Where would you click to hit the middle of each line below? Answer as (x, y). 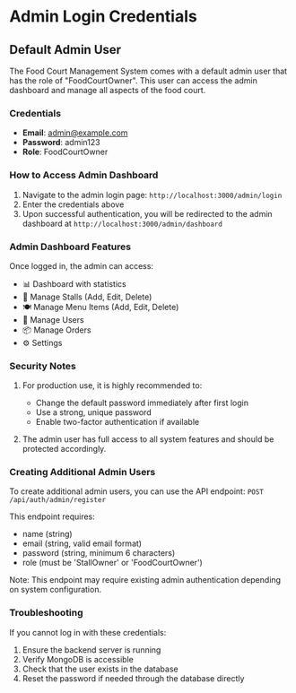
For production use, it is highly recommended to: (112, 385)
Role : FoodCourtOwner (65, 152)
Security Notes (43, 366)
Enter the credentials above (73, 204)
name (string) (48, 534)
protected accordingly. (64, 449)
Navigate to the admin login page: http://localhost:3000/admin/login (152, 195)
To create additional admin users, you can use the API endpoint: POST (137, 491)
